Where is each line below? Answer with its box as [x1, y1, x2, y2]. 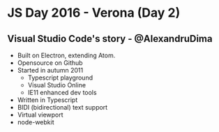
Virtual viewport [17, 110, 64, 119]
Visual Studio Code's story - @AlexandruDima [7, 33, 213, 45]
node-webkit [17, 118, 54, 126]
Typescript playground [27, 73, 93, 82]
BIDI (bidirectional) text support [17, 103, 108, 111]
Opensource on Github [17, 59, 83, 67]
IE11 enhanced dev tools [27, 89, 97, 96]
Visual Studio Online [27, 81, 86, 89]
